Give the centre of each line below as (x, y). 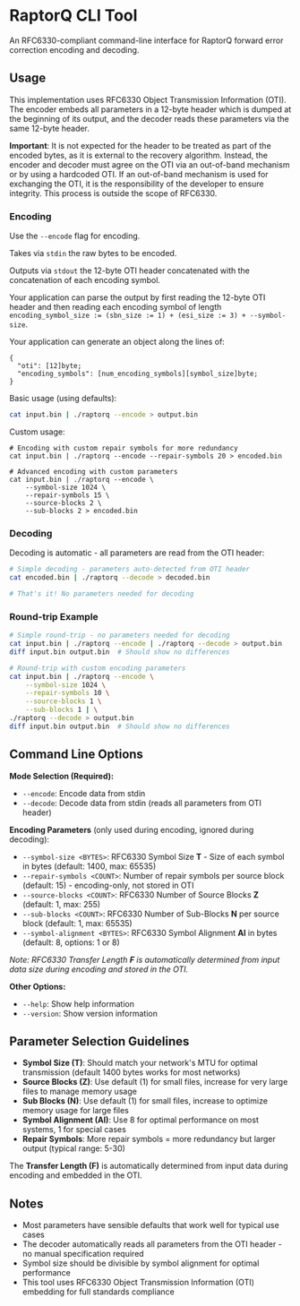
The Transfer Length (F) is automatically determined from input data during (149, 1166)
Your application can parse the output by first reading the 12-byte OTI (137, 297)
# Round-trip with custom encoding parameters (98, 668)
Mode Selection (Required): (62, 776)
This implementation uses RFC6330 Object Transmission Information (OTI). (148, 99)
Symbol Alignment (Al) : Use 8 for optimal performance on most (141, 1120)
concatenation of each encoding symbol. (85, 280)
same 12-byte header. (49, 128)
